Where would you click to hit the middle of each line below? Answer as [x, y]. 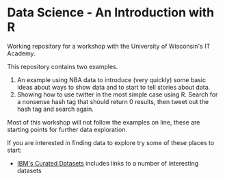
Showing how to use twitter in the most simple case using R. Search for [117, 94]
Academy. [21, 53]
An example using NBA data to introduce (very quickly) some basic [111, 79]
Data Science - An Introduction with [110, 13]
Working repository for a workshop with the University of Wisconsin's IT [109, 46]
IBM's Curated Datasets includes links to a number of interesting [108, 163]
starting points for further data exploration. [67, 129]
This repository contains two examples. [63, 66]
